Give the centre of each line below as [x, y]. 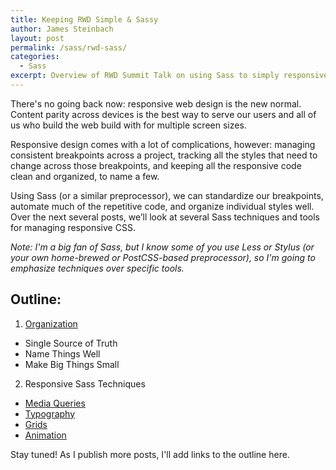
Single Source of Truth [71, 343]
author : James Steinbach [62, 29]
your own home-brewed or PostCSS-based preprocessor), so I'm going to [163, 257]
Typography [50, 413]
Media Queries [55, 403]
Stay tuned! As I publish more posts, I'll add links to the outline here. [150, 454]
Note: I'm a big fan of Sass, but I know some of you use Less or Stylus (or [162, 247]
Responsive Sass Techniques [85, 383]
